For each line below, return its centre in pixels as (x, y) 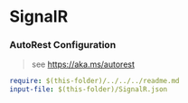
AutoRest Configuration (63, 45)
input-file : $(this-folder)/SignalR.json (89, 89)
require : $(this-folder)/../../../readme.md (94, 81)
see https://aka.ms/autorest (83, 64)
